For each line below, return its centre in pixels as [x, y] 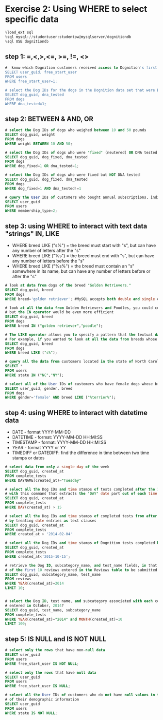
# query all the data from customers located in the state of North [76, 361]
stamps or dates [28, 458]
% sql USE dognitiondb [27, 41]
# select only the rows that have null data [51, 673]
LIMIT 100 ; [16, 624]
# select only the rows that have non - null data [55, 650]
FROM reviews [18, 579]
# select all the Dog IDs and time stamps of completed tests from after [81, 516]
